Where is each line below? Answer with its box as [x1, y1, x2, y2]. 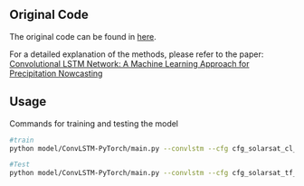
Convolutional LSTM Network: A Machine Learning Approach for [9, 58, 250, 69]
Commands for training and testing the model [9, 117, 179, 129]
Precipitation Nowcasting [9, 68, 103, 79]
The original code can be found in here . [9, 31, 157, 42]
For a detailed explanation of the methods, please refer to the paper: [9, 49, 264, 60]
